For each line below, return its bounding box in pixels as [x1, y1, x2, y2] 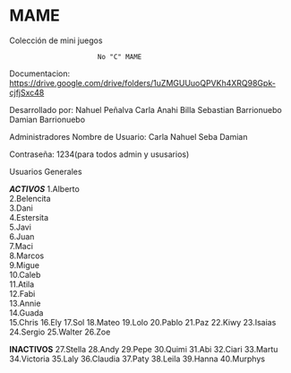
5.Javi [9, 221, 31, 232]
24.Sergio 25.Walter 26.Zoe [9, 326, 111, 337]
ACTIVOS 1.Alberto [9, 183, 81, 194]
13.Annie [9, 298, 41, 308]
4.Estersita [9, 212, 49, 222]
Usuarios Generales [9, 166, 82, 177]
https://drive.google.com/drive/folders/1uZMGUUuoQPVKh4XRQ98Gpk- [9, 77, 276, 88]
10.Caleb [9, 269, 41, 280]
